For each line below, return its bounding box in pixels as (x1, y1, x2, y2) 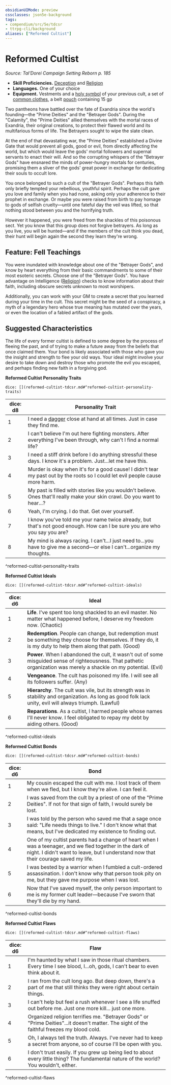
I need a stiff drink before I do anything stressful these (27, 451, 157, 458)
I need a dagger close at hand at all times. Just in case (27, 415, 158, 422)
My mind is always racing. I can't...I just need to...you (27, 537, 154, 544)
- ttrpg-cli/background (5, 27, 56, 32)
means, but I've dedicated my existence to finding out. (26, 827, 157, 835)
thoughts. (27, 549, 51, 557)
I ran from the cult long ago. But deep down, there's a (27, 977, 155, 985)
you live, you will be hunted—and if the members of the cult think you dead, (5, 228, 164, 234)
